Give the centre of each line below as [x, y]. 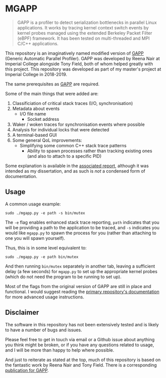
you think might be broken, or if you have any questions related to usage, [80, 345]
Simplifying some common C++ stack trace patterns [73, 145]
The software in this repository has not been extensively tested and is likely [82, 324]
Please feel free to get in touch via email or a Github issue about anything [80, 339]
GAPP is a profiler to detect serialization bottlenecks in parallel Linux [87, 22]
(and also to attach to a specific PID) [64, 156]
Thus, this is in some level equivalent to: [46, 248]
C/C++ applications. [38, 43]
